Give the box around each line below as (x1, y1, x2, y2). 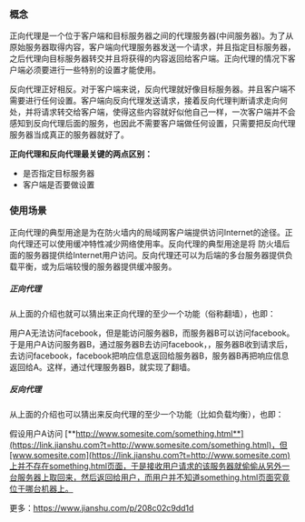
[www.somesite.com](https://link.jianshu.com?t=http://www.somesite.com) (9, 449, 290, 460)
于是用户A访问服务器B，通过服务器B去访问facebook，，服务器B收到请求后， (9, 338, 293, 349)
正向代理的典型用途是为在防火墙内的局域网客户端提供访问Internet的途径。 (9, 226, 286, 237)
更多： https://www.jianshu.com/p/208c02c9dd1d (9, 502, 194, 513)
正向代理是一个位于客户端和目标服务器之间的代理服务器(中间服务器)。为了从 (9, 30, 294, 42)
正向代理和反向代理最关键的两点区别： (9, 148, 152, 160)
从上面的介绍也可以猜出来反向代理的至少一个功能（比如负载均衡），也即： (9, 408, 284, 419)
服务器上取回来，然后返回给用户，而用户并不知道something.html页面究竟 (16, 471, 290, 483)
